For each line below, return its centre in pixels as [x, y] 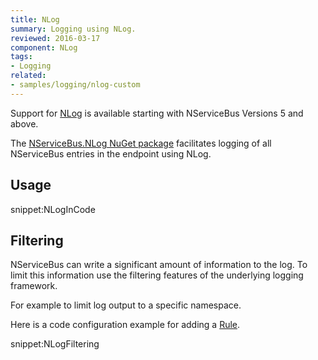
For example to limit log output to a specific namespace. [126, 305]
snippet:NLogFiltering [55, 344]
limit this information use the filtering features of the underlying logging [157, 275]
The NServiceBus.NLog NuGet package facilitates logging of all [141, 143]
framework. [34, 286]
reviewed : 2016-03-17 [55, 38]
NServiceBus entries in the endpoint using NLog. [111, 153]
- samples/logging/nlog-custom [75, 85]
